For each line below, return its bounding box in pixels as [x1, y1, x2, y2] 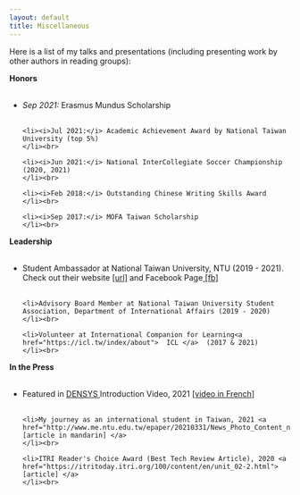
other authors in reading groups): [9, 55, 131, 66]
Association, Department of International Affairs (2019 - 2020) [21, 306, 271, 315]
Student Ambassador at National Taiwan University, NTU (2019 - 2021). [21, 263, 284, 273]
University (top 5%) [21, 134, 99, 143]
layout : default [9, 13, 70, 22]
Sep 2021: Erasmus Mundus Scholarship [21, 99, 171, 110]
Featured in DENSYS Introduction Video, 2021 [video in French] [21, 388, 255, 399]
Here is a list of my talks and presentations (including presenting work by [9, 46, 279, 56]
